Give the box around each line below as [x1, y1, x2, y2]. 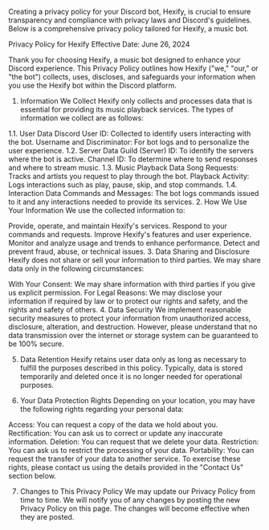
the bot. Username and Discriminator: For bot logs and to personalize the [8, 137, 250, 147]
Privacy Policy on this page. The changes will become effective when [19, 503, 251, 513]
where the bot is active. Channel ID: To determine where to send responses [8, 154, 259, 164]
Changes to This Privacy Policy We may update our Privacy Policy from [19, 487, 255, 496]
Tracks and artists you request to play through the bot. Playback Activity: [8, 172, 250, 181]
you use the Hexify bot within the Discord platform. [8, 80, 177, 90]
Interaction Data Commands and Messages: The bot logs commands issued [8, 189, 259, 198]
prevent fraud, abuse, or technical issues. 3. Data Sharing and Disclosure [8, 247, 251, 256]
